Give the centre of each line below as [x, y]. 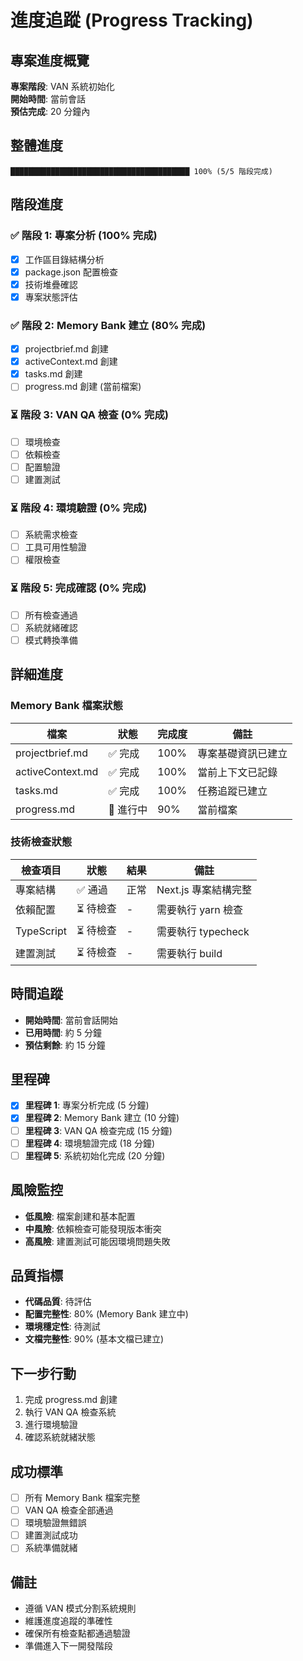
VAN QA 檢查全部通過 [69, 1510]
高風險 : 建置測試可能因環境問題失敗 [97, 1241]
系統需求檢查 [51, 535]
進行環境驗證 [51, 1425]
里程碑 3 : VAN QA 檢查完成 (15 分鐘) [98, 1130]
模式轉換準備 [51, 640]
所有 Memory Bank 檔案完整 [82, 1497]
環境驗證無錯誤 [55, 1523]
